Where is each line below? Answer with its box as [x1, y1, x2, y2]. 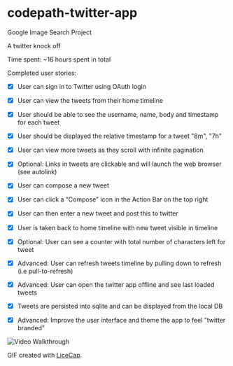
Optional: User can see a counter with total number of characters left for [17, 237, 226, 246]
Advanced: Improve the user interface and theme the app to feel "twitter [17, 316, 226, 324]
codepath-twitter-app [7, 5, 138, 21]
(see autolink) [17, 168, 57, 176]
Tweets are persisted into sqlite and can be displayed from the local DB [17, 302, 223, 310]
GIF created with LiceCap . [7, 351, 83, 359]
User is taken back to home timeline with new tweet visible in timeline [17, 223, 218, 232]
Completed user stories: [7, 69, 77, 77]
